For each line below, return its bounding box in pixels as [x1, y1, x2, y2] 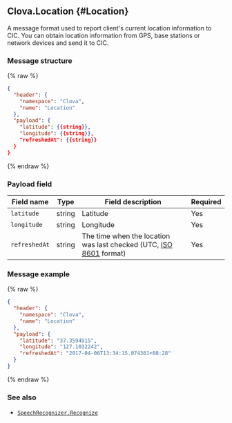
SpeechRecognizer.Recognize [17, 410, 98, 417]
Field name [11, 197, 49, 207]
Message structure [7, 55, 72, 65]
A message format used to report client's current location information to [7, 24, 212, 32]
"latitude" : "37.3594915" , [19, 337, 97, 344]
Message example [7, 269, 70, 279]
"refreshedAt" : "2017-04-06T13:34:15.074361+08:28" [19, 350, 171, 357]
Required [191, 197, 222, 207]
